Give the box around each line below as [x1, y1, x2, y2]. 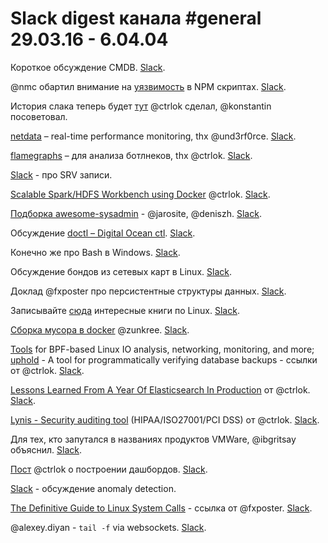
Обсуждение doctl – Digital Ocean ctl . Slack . [10, 227, 196, 239]
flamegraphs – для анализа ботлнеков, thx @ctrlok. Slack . [10, 149, 253, 161]
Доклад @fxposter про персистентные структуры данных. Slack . [10, 285, 287, 297]
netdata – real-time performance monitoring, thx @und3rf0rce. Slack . [10, 130, 297, 142]
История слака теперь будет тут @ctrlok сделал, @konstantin [10, 100, 272, 112]
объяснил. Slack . [10, 443, 82, 456]
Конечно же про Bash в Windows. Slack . [10, 246, 181, 258]
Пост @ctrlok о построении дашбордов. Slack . [10, 463, 208, 475]
